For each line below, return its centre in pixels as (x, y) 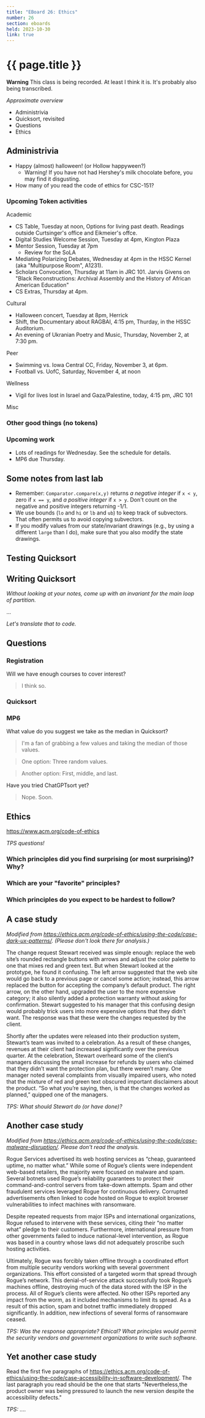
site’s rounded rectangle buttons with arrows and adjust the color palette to (101, 959)
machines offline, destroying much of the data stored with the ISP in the (97, 1286)
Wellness (18, 383)
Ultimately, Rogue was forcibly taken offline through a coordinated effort (97, 1261)
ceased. (17, 1319)
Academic (19, 214)
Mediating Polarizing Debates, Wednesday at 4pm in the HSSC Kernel (103, 259)
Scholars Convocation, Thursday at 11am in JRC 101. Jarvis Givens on (102, 272)
